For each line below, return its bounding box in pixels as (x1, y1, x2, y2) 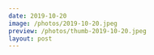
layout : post (8, 34, 53, 43)
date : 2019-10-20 (8, 11, 67, 20)
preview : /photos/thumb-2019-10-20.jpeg (8, 27, 148, 35)
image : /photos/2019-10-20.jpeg (8, 19, 118, 27)
